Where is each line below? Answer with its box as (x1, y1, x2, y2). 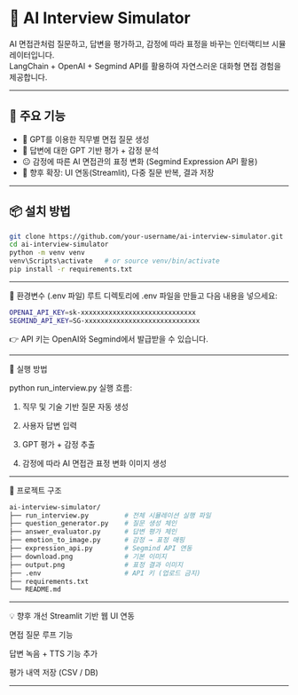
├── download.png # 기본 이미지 (9, 552, 167, 561)
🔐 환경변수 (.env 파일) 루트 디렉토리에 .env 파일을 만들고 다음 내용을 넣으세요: (9, 290, 278, 301)
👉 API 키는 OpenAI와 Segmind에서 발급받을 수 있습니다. (9, 333, 208, 344)
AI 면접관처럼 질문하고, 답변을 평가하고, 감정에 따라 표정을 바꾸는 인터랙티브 (9, 38, 271, 49)
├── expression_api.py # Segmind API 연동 (9, 544, 192, 553)
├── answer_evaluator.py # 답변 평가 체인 (9, 527, 177, 536)
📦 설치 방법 (9, 204, 71, 219)
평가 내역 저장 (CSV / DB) (9, 667, 99, 678)
